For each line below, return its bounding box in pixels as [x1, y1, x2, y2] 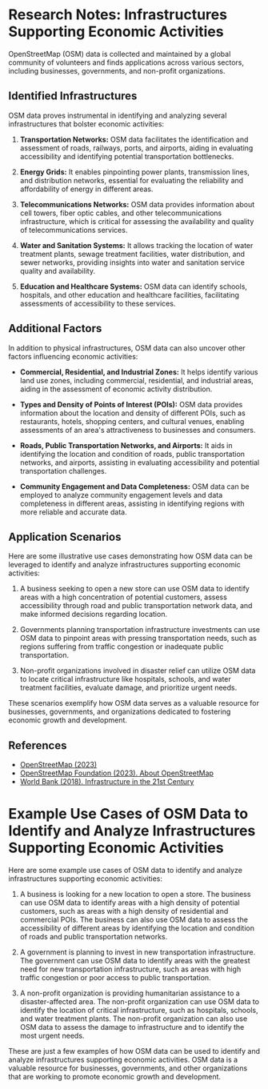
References [8, 739, 67, 752]
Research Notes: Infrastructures [8, 6, 228, 24]
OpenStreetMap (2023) [19, 760, 98, 770]
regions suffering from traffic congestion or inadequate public [19, 642, 224, 651]
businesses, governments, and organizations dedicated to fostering [8, 707, 231, 717]
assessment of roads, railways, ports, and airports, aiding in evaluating [19, 142, 254, 153]
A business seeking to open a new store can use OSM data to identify [19, 584, 250, 594]
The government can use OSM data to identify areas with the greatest [19, 956, 250, 966]
